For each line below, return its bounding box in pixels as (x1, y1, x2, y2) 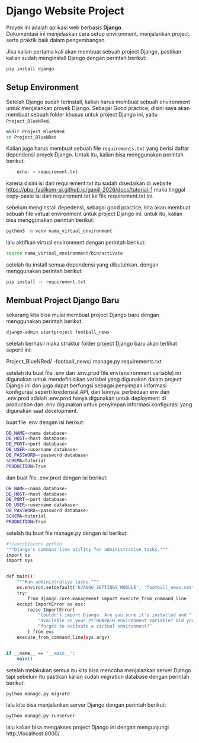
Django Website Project (6, 4, 124, 18)
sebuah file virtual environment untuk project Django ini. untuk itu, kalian (6, 210, 183, 218)
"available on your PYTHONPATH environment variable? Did (37, 617, 184, 624)
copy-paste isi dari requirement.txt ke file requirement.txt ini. (6, 192, 154, 200)
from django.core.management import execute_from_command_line (27, 595, 187, 601)
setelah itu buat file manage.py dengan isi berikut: (6, 529, 129, 537)
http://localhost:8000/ (6, 730, 60, 737)
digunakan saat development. (6, 407, 79, 414)
